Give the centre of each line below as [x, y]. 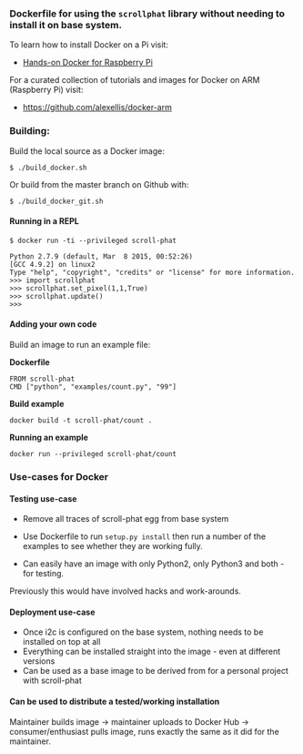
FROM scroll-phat [42, 379]
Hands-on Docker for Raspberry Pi [87, 63]
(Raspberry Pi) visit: [46, 90]
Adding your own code [53, 324]
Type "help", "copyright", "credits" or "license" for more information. [152, 272]
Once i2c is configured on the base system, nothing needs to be [143, 632]
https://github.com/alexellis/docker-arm [97, 107]
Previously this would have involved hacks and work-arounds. [125, 591]
